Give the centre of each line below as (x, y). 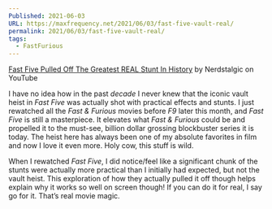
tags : (17, 39)
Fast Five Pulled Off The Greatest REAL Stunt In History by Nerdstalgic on (131, 69)
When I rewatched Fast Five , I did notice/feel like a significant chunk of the (133, 161)
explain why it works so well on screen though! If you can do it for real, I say (135, 187)
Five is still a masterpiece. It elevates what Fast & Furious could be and (127, 120)
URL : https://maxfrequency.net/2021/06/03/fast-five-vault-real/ (121, 24)
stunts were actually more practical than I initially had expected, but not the (134, 170)
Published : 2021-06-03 (47, 16)
